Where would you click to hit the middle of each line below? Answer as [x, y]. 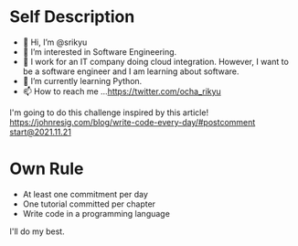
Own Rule [47, 169]
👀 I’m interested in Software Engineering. [100, 51]
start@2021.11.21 [40, 132]
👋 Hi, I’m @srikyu [55, 42]
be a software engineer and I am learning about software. [131, 71]
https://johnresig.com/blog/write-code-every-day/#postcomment [133, 122]
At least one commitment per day [85, 194]
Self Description [72, 17]
